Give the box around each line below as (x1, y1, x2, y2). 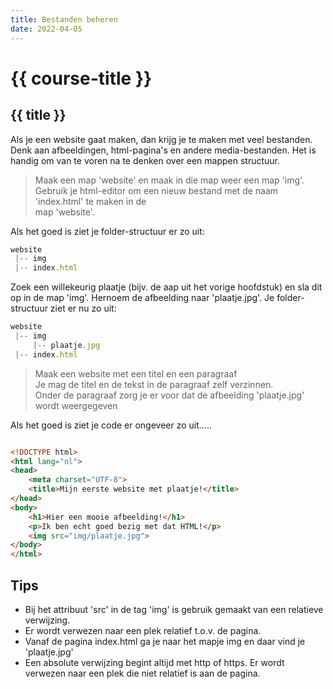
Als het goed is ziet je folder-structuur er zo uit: (10, 225, 205, 237)
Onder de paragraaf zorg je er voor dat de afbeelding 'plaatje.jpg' (34, 389, 305, 401)
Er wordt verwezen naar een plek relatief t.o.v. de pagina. (24, 624, 262, 636)
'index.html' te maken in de (34, 195, 147, 207)
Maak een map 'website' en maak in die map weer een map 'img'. (34, 174, 305, 186)
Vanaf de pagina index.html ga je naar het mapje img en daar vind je (24, 635, 306, 647)
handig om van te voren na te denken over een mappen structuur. (10, 154, 281, 166)
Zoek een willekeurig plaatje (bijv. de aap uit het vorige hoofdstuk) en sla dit (10, 281, 323, 293)
